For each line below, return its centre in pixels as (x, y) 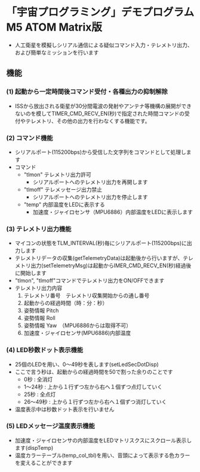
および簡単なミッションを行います (57, 52)
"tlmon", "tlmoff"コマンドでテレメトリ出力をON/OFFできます (90, 281)
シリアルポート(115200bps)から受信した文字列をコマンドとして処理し (100, 152)
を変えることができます (44, 462)
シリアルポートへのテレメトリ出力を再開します (90, 182)
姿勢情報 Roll (39, 318)
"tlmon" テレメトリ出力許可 (57, 174)
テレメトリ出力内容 (39, 288)
